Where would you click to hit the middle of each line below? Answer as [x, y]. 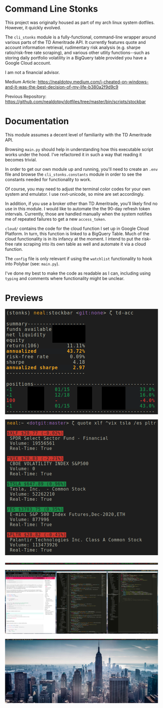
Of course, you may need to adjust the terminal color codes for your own [78, 189]
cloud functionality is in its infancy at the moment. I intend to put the [73, 239]
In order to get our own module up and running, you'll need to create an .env [81, 169]
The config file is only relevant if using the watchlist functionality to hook [79, 259]
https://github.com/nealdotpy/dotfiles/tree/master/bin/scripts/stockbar [76, 101]
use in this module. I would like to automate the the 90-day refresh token [78, 208]
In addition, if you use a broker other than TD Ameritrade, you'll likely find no [81, 204]
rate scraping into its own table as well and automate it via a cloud [80, 244]
